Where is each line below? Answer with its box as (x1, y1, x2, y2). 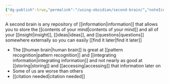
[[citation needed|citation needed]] (12, 73, 86, 79)
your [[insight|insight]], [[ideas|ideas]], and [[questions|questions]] (5, 31, 144, 37)
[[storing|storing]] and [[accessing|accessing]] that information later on (12, 62, 161, 68)
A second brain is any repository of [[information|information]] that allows (5, 21, 158, 27)
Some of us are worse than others (12, 68, 83, 74)
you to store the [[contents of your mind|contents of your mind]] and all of (5, 26, 158, 32)
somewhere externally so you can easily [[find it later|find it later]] (5, 37, 142, 43)
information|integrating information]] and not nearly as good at (12, 57, 143, 63)
